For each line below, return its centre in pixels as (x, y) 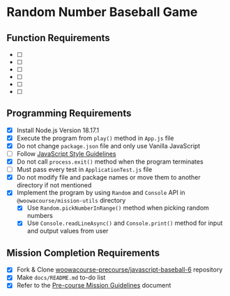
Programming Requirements (69, 113)
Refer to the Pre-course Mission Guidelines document (94, 286)
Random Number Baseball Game (102, 12)
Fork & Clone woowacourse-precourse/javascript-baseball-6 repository (120, 270)
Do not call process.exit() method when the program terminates (110, 162)
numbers (40, 216)
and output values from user (68, 231)
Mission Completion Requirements (83, 252)
